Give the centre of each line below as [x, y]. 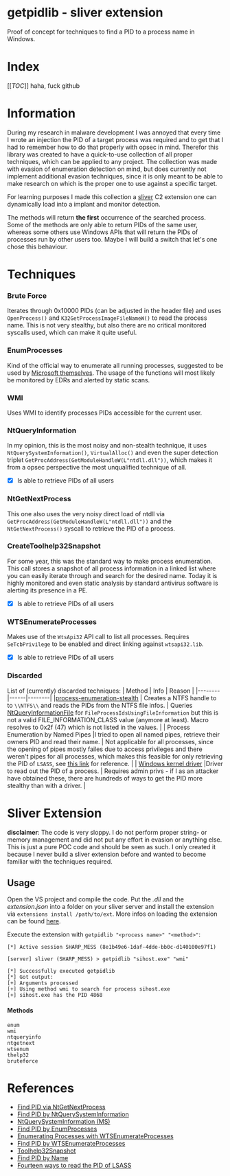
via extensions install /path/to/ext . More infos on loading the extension [112, 914]
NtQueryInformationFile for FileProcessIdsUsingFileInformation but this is [113, 713]
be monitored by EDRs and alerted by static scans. [79, 380]
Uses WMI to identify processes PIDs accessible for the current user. [105, 413]
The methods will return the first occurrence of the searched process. [106, 217]
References [41, 1088]
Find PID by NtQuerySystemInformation [73, 1114]
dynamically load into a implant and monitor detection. [84, 204]
